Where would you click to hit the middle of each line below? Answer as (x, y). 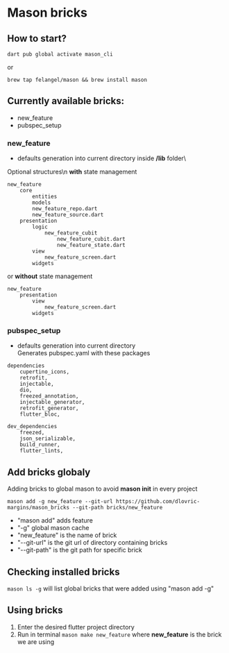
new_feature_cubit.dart (91, 239)
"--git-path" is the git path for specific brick (79, 550)
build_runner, (40, 445)
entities (45, 197)
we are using (36, 642)
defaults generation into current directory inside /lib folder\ (101, 158)
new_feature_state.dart (91, 245)
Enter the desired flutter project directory (76, 627)
